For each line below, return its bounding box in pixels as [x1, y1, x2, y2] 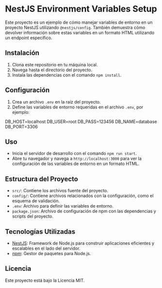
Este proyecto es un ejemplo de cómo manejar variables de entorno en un [5, 19, 153, 25]
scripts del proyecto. [12, 213, 53, 219]
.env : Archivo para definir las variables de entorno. [12, 203, 113, 209]
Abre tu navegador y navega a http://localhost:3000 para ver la [12, 156, 142, 162]
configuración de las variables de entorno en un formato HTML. [12, 161, 140, 167]
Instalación [5, 49, 40, 57]
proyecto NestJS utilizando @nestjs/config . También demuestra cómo [5, 24, 146, 30]
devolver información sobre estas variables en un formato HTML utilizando [5, 30, 155, 35]
